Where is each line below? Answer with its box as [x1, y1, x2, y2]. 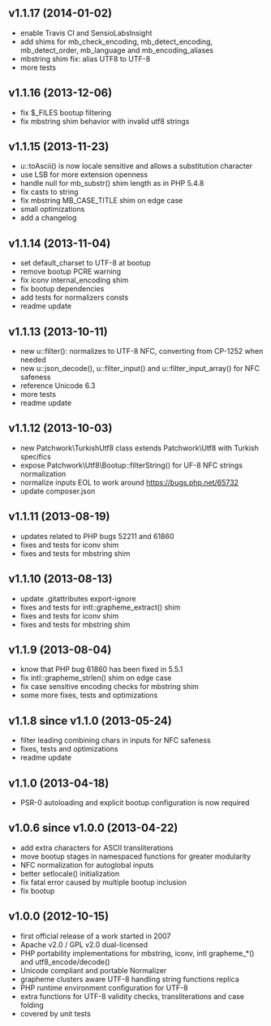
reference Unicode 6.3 [19, 381, 96, 390]
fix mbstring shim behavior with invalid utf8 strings [19, 116, 190, 126]
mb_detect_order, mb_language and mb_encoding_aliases [19, 45, 213, 55]
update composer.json [19, 486, 96, 496]
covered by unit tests [19, 1008, 91, 1018]
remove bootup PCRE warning [19, 267, 122, 277]
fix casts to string [19, 187, 79, 197]
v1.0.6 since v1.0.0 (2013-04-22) [8, 821, 179, 835]
